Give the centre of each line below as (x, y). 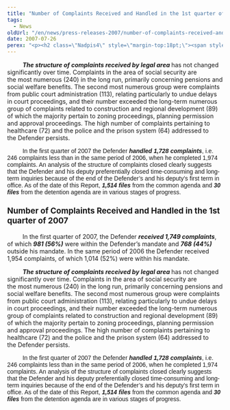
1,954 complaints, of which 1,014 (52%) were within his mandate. (99, 259)
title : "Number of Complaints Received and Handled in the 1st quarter (111, 13)
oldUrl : (18, 33)
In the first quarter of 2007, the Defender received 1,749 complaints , (119, 237)
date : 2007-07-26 (32, 39)
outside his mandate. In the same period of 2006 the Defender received (108, 251)
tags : (15, 20)
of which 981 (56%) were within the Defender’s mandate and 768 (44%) (110, 244)
